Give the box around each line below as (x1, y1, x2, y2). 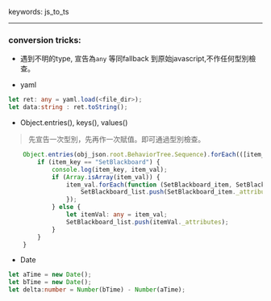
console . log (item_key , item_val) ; (51, 165, 168, 173)
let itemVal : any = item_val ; (65, 211, 168, 219)
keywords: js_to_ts (8, 7, 69, 16)
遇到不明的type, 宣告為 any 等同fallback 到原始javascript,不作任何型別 (19, 54, 249, 64)
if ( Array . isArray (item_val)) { (51, 173, 161, 181)
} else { (51, 203, 81, 211)
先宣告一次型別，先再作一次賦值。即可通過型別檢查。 (27, 135, 206, 144)
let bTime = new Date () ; (8, 278, 92, 286)
